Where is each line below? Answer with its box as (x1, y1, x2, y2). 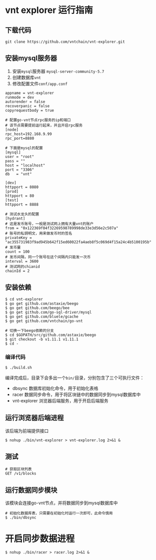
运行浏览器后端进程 (5, 413, 64, 422)
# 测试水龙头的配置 (5, 212, 40, 217)
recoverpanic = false (5, 103, 50, 108)
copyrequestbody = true (5, 108, 54, 113)
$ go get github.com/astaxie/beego (5, 301, 79, 306)
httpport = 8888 (5, 202, 39, 207)
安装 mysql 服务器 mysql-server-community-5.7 (12, 68, 104, 74)
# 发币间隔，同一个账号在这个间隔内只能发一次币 (5, 254, 91, 259)
